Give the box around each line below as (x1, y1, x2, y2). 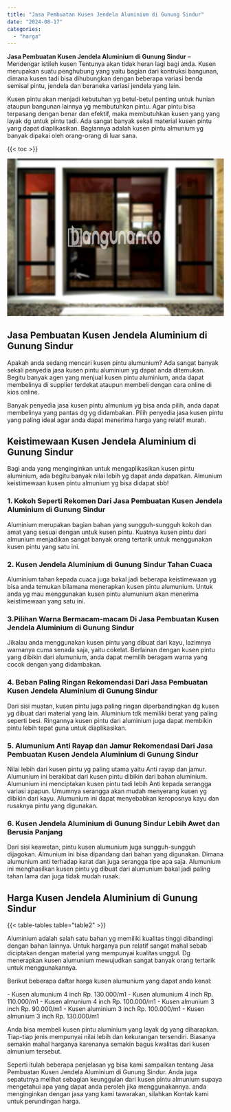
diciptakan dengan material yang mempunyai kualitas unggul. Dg (7, 949, 191, 957)
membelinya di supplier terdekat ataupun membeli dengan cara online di (7, 380, 212, 388)
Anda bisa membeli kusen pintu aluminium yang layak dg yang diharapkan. (7, 1025, 219, 1034)
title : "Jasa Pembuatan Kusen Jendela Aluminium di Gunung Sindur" (7, 11, 205, 18)
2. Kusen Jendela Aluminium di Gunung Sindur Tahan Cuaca (7, 559, 212, 569)
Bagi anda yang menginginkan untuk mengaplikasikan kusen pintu (7, 465, 195, 473)
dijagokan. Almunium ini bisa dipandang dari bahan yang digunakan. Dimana (7, 850, 223, 858)
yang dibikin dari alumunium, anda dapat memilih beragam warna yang (7, 653, 208, 661)
